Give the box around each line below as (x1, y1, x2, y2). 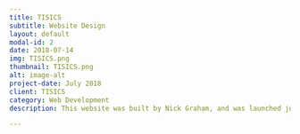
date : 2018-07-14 (9, 46, 74, 55)
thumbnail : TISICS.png (9, 63, 94, 72)
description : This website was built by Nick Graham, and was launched (9, 104, 281, 113)
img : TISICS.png (9, 54, 70, 63)
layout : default (9, 29, 70, 38)
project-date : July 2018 (9, 79, 102, 88)
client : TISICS (9, 87, 66, 96)
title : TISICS (9, 12, 62, 22)
